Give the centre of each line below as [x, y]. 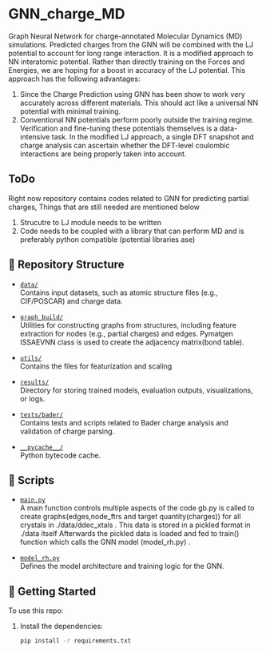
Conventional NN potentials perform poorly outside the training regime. [137, 119]
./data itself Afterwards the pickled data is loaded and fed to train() [129, 534]
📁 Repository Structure [66, 265]
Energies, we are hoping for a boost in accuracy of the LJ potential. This [127, 70]
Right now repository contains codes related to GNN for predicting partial [129, 198]
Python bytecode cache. [60, 455]
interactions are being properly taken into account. [103, 154]
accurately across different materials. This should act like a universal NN [139, 103]
